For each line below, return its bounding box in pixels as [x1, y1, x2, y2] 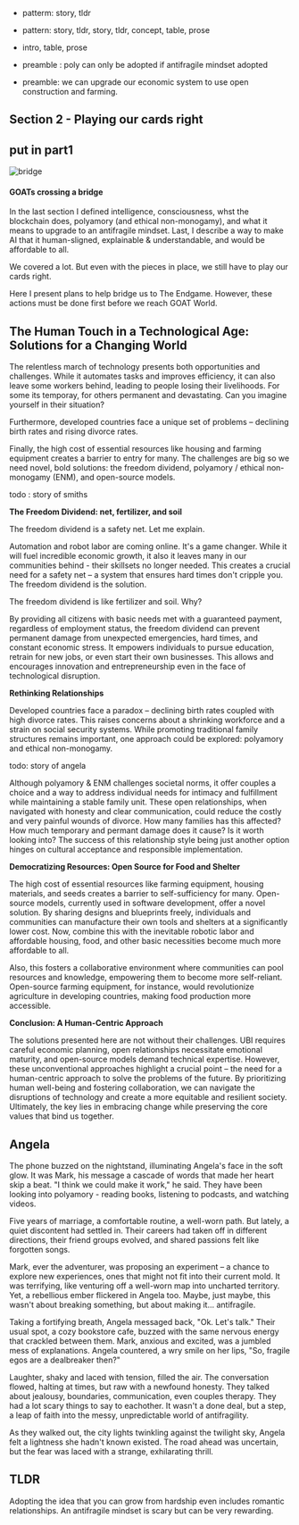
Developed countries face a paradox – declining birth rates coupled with [9, 705, 275, 716]
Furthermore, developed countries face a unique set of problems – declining [9, 417, 289, 428]
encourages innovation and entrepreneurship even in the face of [9, 661, 246, 672]
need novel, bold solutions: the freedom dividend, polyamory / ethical [9, 462, 265, 473]
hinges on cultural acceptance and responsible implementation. [9, 844, 244, 855]
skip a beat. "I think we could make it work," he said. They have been [9, 1179, 263, 1190]
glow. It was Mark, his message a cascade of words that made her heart [9, 1170, 275, 1181]
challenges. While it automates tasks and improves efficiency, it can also [9, 371, 276, 382]
